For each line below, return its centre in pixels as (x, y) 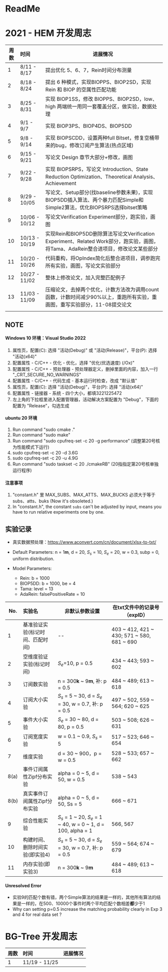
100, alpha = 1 (75, 831)
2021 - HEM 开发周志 (48, 33)
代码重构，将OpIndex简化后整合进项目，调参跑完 (103, 258)
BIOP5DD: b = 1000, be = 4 (48, 583)
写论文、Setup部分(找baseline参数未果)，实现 (99, 193)
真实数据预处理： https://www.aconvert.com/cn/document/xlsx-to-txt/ (84, 542)
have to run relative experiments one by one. (58, 512)
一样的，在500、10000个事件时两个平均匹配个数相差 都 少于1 (83, 904)
